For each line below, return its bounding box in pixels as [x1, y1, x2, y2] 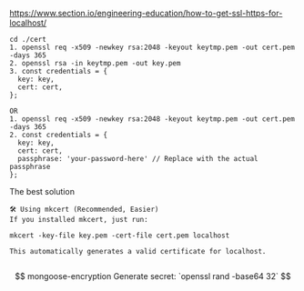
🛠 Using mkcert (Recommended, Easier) [9, 205, 159, 214]
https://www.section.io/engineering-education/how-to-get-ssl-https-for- [9, 8, 283, 18]
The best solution [9, 186, 76, 196]
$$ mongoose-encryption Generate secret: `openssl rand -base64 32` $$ [15, 271, 291, 281]
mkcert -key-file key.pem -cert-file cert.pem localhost [9, 231, 230, 240]
